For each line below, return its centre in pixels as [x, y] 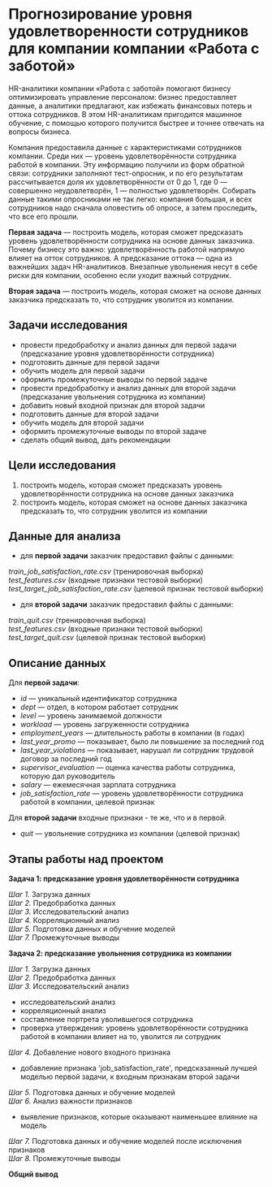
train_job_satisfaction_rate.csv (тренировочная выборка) [106, 572]
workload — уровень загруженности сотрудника [104, 725]
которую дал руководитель [67, 776]
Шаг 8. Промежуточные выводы [65, 1158]
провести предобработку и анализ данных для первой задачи [128, 344]
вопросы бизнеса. [40, 132]
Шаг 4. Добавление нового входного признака [90, 1052]
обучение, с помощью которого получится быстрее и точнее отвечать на [136, 123]
